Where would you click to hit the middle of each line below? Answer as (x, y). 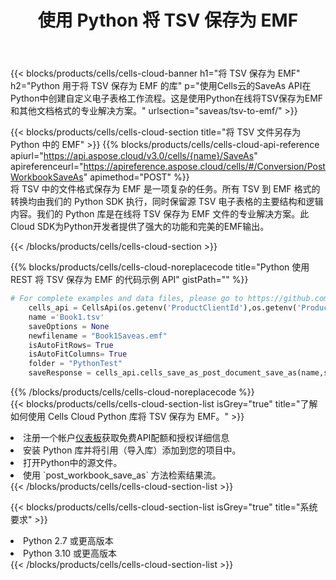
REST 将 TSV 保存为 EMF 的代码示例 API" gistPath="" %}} (129, 280)
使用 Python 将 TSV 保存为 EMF (168, 20)
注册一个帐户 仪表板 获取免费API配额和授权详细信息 (126, 438)
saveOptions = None (69, 326)
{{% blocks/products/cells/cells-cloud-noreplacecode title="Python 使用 (160, 267)
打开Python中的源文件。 (73, 463)
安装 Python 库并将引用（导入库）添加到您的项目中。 (132, 450)
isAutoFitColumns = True (78, 354)
